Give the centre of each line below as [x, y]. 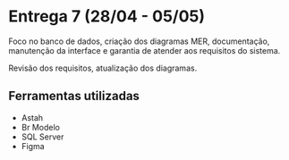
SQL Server [42, 137]
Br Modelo [40, 127]
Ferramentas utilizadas [74, 96]
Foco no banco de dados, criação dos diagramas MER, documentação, [139, 41]
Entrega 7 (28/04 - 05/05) [107, 17]
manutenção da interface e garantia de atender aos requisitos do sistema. [144, 50]
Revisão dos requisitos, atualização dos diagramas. [103, 68]
